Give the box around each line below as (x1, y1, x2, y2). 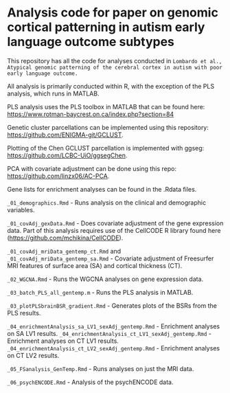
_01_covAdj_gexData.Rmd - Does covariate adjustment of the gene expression (7, 218, 224, 227)
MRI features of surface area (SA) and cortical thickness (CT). (7, 261, 183, 269)
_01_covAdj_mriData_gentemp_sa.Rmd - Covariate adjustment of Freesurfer (7, 254, 214, 262)
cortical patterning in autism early (7, 19, 205, 35)
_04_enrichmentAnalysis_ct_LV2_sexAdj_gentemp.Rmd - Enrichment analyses (7, 344, 220, 352)
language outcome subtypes (7, 34, 175, 49)
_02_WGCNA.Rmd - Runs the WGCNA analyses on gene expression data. (7, 275, 204, 283)
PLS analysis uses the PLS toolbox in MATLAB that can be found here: (7, 102, 205, 111)
